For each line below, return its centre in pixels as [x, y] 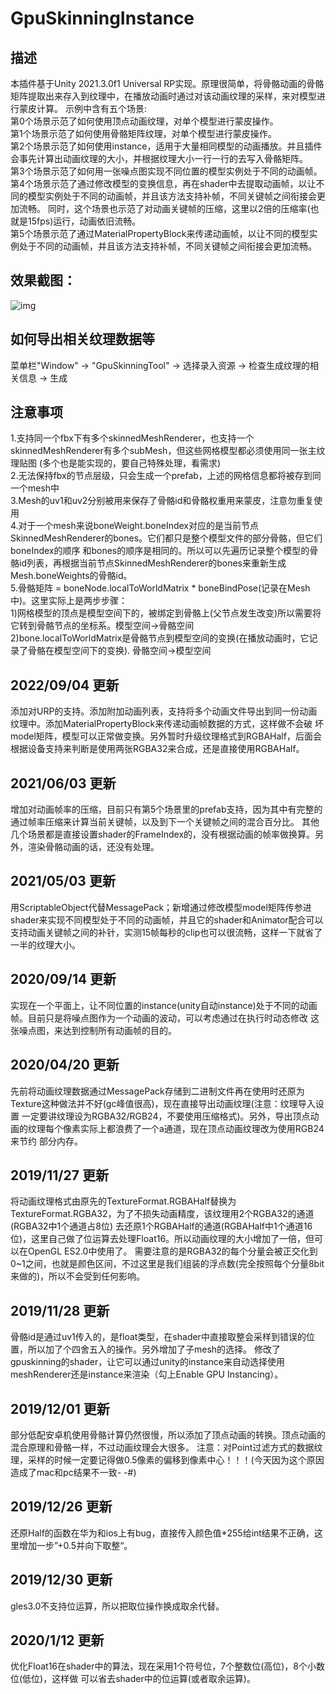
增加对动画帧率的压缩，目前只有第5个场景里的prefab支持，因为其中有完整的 [166, 809]
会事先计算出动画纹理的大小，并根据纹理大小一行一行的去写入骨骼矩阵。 [159, 158]
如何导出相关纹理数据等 [82, 339]
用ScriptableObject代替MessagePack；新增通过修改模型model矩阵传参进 [161, 907]
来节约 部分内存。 [46, 1141]
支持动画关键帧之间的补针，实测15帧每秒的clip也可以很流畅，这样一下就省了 [166, 932]
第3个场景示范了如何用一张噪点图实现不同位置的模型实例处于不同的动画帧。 [166, 171]
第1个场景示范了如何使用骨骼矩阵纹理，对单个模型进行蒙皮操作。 [143, 133]
